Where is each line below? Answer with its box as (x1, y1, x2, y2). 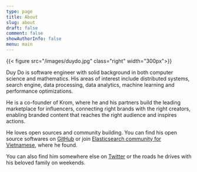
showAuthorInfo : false (6, 36, 62, 42)
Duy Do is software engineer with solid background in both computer (6, 69, 173, 76)
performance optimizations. (6, 87, 74, 95)
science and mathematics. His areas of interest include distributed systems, (6, 75, 190, 82)
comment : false (6, 31, 44, 36)
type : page (6, 8, 33, 15)
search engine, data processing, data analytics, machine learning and (6, 81, 175, 88)
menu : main (6, 42, 33, 48)
